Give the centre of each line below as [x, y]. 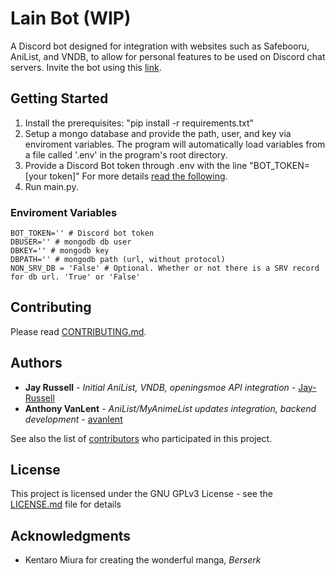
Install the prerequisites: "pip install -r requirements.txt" [139, 123]
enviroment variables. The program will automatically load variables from [175, 144]
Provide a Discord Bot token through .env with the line [136, 165]
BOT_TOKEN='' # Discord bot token [82, 233]
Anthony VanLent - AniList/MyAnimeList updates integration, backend [170, 408]
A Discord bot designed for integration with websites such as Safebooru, [160, 46]
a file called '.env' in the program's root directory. [126, 154]
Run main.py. [51, 186]
